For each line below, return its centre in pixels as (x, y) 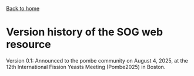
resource (29, 45)
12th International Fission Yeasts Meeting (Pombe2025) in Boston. (86, 67)
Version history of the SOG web (85, 32)
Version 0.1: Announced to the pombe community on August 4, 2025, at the (97, 60)
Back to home (23, 8)
